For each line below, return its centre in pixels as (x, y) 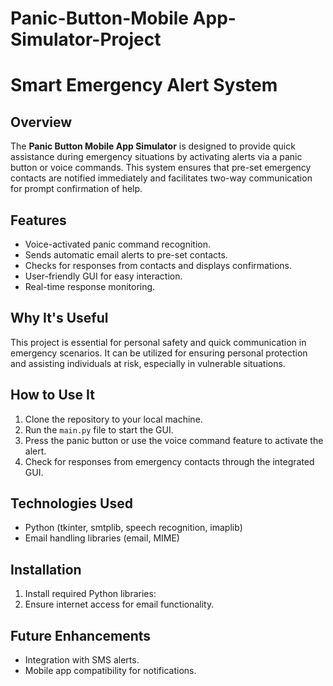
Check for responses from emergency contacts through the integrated (169, 461)
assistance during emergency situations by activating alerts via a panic (156, 157)
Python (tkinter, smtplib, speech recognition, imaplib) (133, 528)
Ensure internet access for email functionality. (119, 604)
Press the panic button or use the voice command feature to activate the (174, 440)
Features (38, 220)
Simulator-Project (86, 39)
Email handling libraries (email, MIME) (102, 538)
